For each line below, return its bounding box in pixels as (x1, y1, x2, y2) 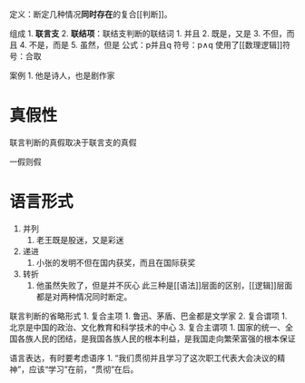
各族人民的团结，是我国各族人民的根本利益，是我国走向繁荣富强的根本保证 (16, 333, 296, 344)
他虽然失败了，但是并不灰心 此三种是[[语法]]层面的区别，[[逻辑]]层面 (35, 280, 293, 290)
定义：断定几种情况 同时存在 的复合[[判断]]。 (9, 9, 172, 19)
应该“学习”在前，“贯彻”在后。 (28, 363, 139, 375)
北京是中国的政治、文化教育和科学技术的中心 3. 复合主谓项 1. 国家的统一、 (9, 321, 286, 332)
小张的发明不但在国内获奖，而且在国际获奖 (35, 257, 196, 268)
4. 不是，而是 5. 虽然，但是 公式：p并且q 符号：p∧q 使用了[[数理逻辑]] (19, 40, 283, 50)
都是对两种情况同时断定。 (35, 290, 133, 302)
